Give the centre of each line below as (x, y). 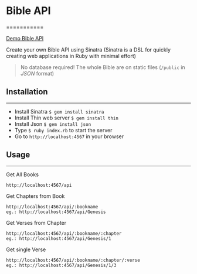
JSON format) (37, 73)
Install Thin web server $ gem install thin (67, 118)
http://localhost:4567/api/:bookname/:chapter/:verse (73, 260)
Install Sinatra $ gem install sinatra (59, 111)
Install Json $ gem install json (53, 124)
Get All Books (23, 174)
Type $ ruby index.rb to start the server (63, 130)
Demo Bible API (25, 38)
